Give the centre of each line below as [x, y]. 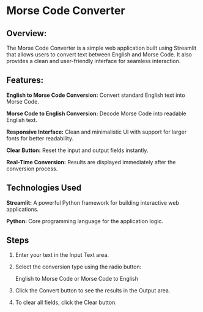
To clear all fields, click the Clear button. [66, 302]
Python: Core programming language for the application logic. [85, 221]
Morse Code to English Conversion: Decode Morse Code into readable [96, 113]
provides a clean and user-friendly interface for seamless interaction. [94, 61]
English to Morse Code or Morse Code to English [77, 279]
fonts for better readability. [40, 138]
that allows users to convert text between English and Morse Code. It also [99, 55]
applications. [22, 209]
